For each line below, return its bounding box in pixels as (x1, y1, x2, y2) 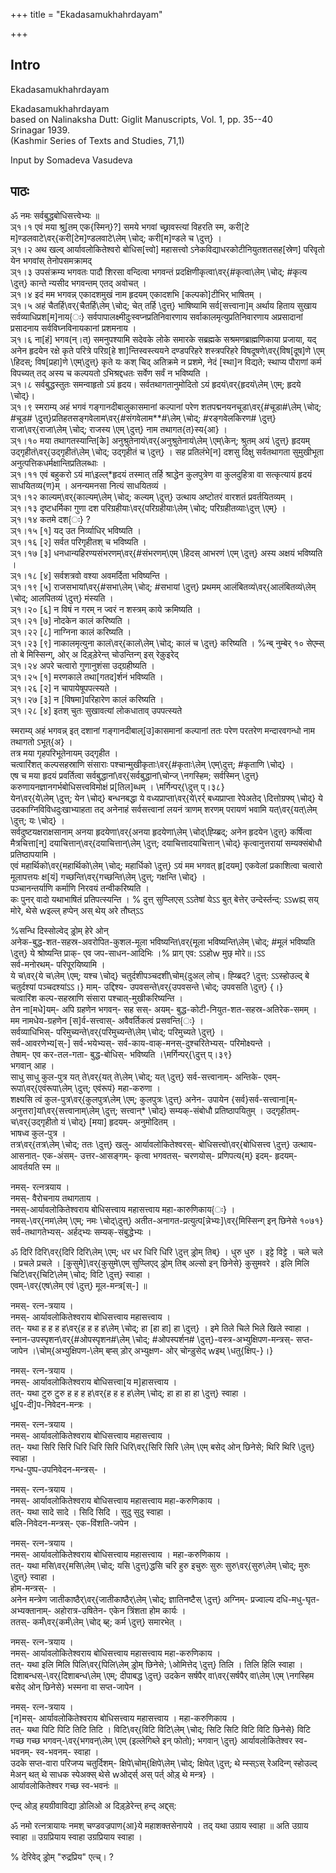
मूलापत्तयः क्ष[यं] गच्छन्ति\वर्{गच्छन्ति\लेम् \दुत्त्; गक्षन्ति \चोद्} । (10, 870, 207, 883)
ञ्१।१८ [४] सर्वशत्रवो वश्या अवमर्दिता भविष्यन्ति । (10, 569, 168, 581)
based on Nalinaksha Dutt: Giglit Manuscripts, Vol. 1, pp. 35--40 (10, 113, 273, 125)
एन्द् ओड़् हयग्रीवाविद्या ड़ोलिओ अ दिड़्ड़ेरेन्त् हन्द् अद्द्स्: (10, 1799, 177, 1811)
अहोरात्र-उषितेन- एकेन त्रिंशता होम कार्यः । (53, 1604, 187, 1616)
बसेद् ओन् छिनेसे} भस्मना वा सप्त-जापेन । (10, 1680, 143, 1693)
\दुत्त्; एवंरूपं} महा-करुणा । (74, 1082, 161, 1094)
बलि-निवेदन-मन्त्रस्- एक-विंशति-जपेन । (10, 1517, 138, 1529)
